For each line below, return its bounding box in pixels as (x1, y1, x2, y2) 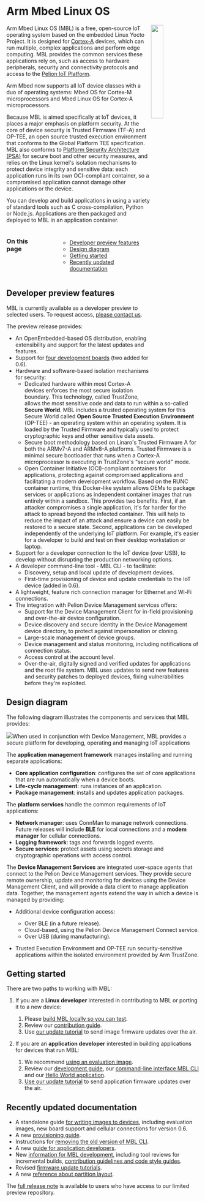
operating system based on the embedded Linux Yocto (6, 31, 145, 38)
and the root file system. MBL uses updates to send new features (24, 666, 189, 674)
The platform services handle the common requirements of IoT (6, 800, 166, 808)
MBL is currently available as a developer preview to (6, 304, 138, 312)
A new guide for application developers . (15, 1144, 116, 1152)
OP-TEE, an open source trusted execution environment (6, 133, 147, 140)
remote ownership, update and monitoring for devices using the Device (6, 876, 186, 884)
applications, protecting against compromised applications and (24, 471, 184, 478)
